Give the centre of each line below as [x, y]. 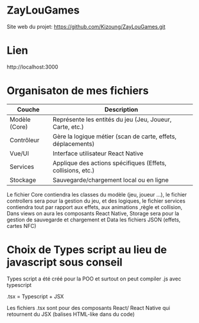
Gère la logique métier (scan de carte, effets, [115, 136]
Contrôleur [25, 140]
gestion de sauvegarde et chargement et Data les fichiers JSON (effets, [94, 220]
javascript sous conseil [65, 262]
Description [121, 109]
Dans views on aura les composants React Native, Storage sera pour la [93, 213]
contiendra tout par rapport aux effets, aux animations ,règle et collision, [94, 207]
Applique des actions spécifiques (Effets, [110, 163]
